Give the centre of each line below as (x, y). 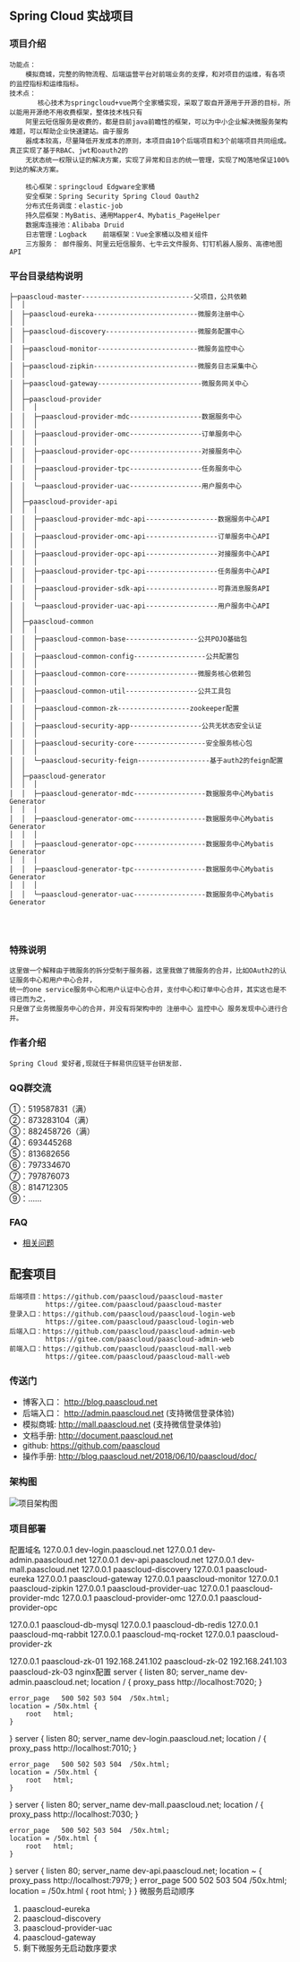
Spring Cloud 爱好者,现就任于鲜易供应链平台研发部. (96, 1063)
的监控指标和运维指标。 (46, 83)
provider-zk (31, 1644)
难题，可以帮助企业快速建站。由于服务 (69, 131)
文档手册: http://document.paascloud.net (97, 1436)
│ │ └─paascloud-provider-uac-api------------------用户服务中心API (140, 606)
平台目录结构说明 (46, 276)
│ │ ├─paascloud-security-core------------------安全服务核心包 (131, 743)
